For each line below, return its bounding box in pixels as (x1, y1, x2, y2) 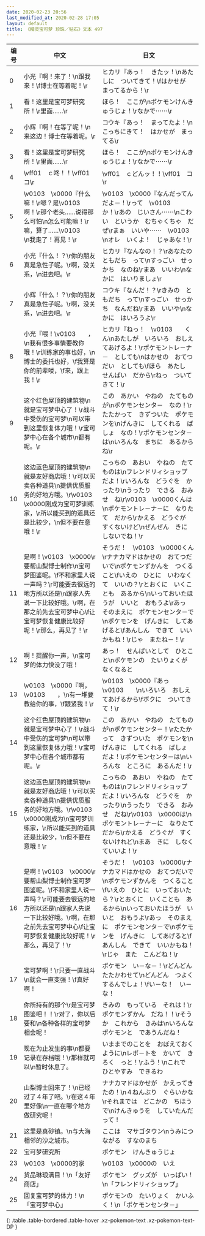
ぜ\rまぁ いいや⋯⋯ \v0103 (102, 226, 190, 235)
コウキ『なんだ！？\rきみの (102, 286, 180, 295)
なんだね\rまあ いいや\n (114, 305, 186, 313)
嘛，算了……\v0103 (23, 226, 81, 235)
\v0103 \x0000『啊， (23, 681, 91, 690)
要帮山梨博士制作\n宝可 (23, 562, 91, 571)
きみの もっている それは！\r (102, 1001, 192, 1009)
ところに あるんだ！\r (126, 762, 193, 770)
